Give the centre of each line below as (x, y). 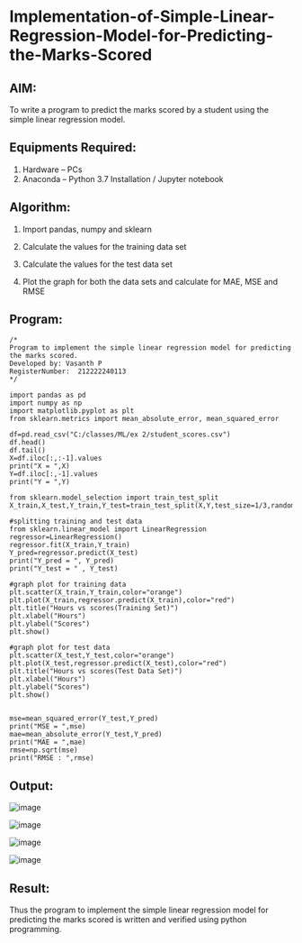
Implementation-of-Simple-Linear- (142, 17)
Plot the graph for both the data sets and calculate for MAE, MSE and (150, 281)
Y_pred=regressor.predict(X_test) (74, 553)
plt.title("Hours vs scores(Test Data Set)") (96, 672)
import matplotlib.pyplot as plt (72, 411)
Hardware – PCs (52, 169)
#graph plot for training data (68, 585)
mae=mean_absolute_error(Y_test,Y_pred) (86, 735)
